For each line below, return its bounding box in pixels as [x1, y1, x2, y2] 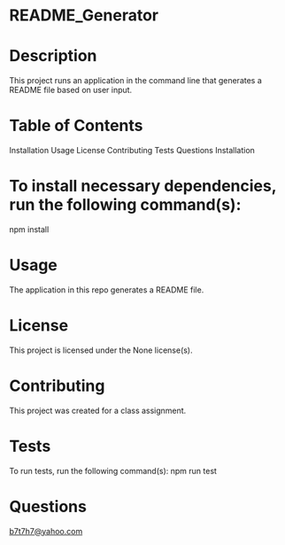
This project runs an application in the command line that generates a [9, 75, 263, 86]
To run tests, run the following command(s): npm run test [9, 465, 217, 476]
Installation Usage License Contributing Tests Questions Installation [9, 145, 255, 156]
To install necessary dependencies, [9, 176, 277, 196]
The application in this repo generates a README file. [9, 284, 204, 295]
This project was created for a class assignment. [9, 405, 187, 416]
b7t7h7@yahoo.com [9, 526, 83, 536]
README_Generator [9, 5, 159, 26]
